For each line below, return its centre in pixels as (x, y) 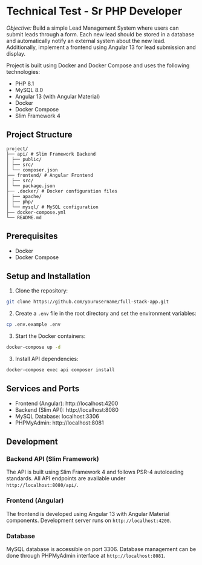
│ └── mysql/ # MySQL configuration (52, 207)
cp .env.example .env (34, 325)
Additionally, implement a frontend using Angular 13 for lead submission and (101, 47)
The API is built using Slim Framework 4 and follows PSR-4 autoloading (95, 472)
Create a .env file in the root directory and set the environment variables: (106, 314)
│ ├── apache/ (24, 196)
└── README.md (24, 217)
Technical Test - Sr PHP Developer (94, 11)
